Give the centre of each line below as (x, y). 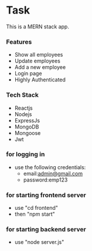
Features (19, 42)
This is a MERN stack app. (38, 27)
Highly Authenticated (40, 80)
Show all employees (39, 55)
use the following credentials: (50, 167)
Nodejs (23, 114)
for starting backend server (46, 229)
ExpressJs (27, 120)
